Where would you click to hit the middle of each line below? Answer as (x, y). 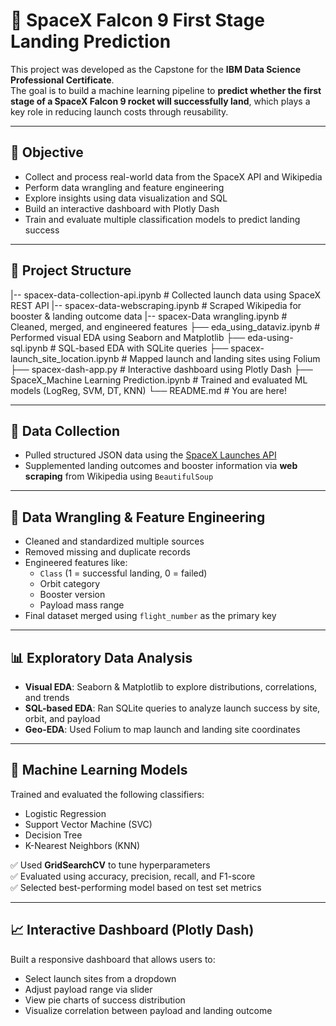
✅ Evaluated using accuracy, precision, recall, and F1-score (133, 876)
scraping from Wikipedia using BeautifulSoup (119, 476)
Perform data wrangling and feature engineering (124, 187)
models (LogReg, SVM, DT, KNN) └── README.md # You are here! (148, 390)
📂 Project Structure (71, 270)
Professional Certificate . (62, 80)
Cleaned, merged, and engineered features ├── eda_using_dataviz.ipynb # (165, 326)
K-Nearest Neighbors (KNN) (82, 845)
